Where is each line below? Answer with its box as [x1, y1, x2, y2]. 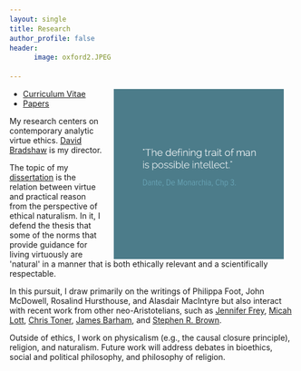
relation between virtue [9, 181, 97, 192]
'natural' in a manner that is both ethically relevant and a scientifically [9, 259, 268, 269]
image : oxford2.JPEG [33, 53, 112, 63]
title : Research [9, 24, 71, 34]
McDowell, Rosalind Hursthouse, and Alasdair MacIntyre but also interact [9, 296, 283, 306]
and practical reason [9, 191, 86, 201]
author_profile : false [9, 34, 95, 43]
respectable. [9, 268, 56, 278]
